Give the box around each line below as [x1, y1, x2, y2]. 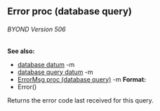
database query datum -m [17, 68, 93, 76]
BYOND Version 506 [7, 24, 66, 34]
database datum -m [17, 60, 75, 68]
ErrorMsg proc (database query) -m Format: [17, 75, 147, 83]
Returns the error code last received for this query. [7, 96, 154, 104]
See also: [7, 47, 35, 55]
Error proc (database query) [7, 6, 132, 17]
